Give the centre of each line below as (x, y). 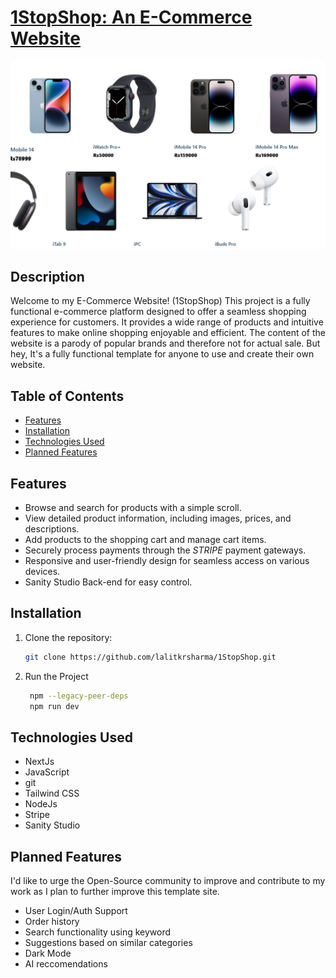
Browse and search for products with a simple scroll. (133, 508)
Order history (52, 922)
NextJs (39, 762)
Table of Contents (67, 396)
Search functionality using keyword (98, 932)
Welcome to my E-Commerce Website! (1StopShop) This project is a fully (160, 301)
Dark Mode (48, 953)
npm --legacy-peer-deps (79, 696)
